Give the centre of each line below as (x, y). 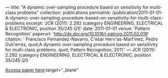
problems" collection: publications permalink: (64, 12)
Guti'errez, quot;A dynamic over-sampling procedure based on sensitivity (81, 44)
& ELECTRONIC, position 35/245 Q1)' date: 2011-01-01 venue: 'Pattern (78, 28)
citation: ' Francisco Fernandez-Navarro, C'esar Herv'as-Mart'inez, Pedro (82, 39)
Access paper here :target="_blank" (42, 70)
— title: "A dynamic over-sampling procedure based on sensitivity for (77, 7)
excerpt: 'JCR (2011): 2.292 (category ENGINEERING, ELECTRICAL (95, 23)
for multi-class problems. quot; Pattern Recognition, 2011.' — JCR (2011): (80, 50)
